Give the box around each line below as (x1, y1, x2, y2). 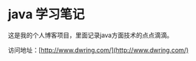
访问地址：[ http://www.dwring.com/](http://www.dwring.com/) (8, 46, 189, 54)
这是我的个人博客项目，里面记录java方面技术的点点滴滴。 (8, 31, 174, 39)
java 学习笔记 (8, 6, 85, 22)
